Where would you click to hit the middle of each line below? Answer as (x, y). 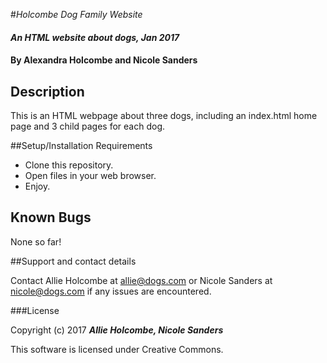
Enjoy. (37, 186)
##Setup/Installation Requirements (81, 145)
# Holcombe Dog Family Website (76, 14)
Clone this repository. (69, 165)
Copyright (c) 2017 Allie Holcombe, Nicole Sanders (117, 330)
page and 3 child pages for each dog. (88, 126)
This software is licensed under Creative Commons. (117, 349)
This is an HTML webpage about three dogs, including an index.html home (164, 115)
